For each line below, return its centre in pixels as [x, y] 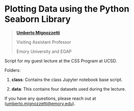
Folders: [13, 70]
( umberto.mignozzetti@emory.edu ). [40, 103]
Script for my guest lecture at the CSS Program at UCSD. [61, 61]
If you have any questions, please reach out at [50, 98]
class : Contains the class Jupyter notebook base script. [67, 79]
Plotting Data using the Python [67, 9]
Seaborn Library [38, 19]
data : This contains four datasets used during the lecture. [69, 89]
